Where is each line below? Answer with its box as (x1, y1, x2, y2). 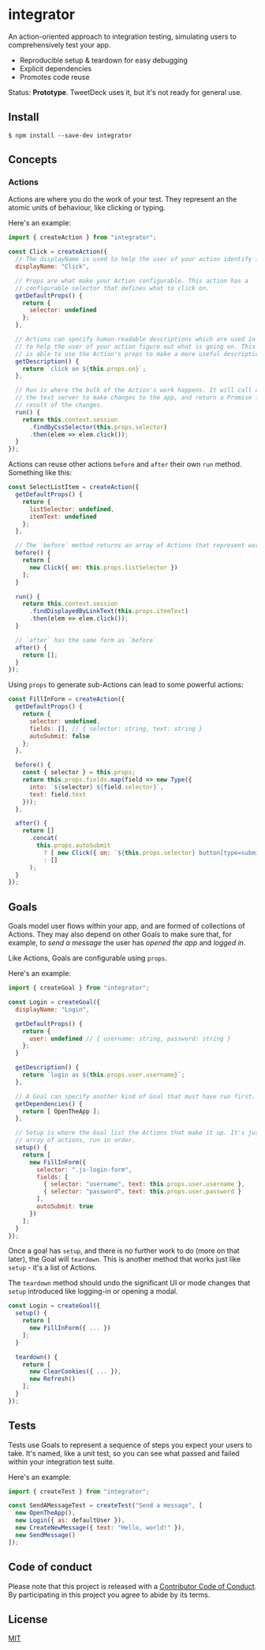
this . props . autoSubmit (36, 842, 111, 850)
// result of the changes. (15, 401, 104, 409)
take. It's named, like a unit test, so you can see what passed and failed (8, 1448, 241, 1458)
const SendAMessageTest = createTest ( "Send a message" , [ (8, 1501, 203, 1510)
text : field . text (28, 790, 87, 798)
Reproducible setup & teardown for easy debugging (19, 55, 188, 65)
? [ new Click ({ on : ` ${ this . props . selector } (43, 849, 196, 857)
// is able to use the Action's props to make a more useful (15, 350, 221, 358)
